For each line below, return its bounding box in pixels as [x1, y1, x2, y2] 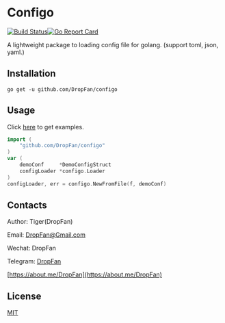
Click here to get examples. [7, 122, 84, 131]
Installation [7, 68, 56, 79]
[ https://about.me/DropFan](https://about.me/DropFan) [7, 270, 163, 279]
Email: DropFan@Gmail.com [7, 231, 86, 239]
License [7, 290, 42, 302]
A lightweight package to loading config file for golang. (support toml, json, [7, 40, 219, 49]
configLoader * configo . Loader [19, 168, 106, 175]
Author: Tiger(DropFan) [7, 218, 73, 226]
